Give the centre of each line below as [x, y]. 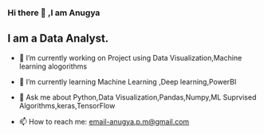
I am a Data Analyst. [58, 39]
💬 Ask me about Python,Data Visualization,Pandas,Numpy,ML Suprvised [138, 97]
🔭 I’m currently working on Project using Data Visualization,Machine [130, 57]
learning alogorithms [53, 66]
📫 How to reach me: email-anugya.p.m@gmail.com [104, 121]
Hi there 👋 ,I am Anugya [54, 13]
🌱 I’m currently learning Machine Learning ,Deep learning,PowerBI [128, 81]
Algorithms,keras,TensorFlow [67, 105]
